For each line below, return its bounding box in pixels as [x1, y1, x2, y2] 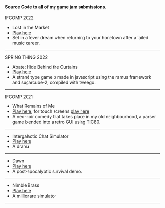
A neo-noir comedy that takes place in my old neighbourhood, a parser [12, 114, 156, 120]
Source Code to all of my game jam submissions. [5, 4, 107, 10]
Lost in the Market [12, 25, 49, 31]
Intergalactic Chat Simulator [12, 133, 69, 139]
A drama [12, 143, 30, 150]
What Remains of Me [12, 104, 55, 109]
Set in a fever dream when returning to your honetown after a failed [12, 35, 149, 41]
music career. [12, 40, 40, 46]
